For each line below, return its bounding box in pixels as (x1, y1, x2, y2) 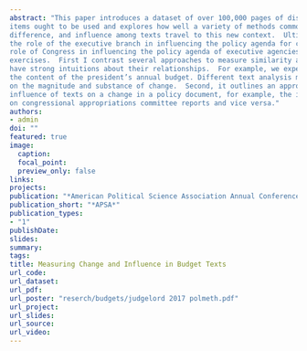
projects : (9, 184, 48, 193)
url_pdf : (9, 285, 43, 294)
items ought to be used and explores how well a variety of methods (9, 22, 276, 31)
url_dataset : (9, 277, 59, 286)
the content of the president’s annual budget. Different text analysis (9, 73, 292, 82)
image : (9, 141, 35, 150)
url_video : (9, 328, 51, 337)
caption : (17, 149, 51, 158)
